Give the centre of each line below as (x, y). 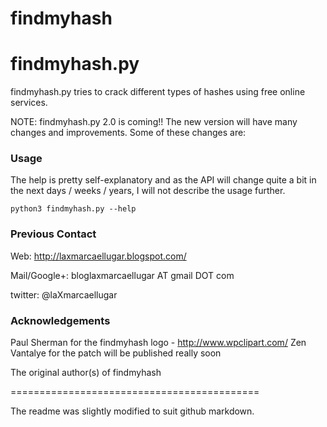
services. (29, 103)
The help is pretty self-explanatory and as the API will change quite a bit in (163, 180)
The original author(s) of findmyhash (86, 373)
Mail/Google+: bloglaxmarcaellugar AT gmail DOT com (122, 275)
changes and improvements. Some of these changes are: (128, 133)
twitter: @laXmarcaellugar (64, 294)
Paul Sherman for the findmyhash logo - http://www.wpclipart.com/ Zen (158, 343)
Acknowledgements (60, 320)
